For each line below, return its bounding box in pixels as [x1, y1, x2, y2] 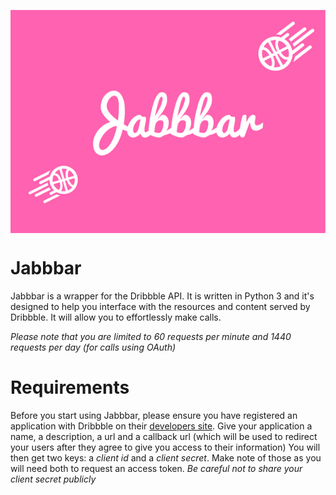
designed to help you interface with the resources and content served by [10, 301, 311, 313]
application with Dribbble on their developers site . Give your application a [10, 420, 313, 432]
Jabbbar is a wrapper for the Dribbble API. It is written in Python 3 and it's [10, 290, 315, 302]
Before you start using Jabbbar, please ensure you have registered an [10, 410, 298, 422]
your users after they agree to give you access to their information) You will [10, 441, 321, 454]
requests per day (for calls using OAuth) [10, 341, 177, 354]
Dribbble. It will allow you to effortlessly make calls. [10, 311, 222, 324]
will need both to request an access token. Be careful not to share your [10, 463, 303, 475]
